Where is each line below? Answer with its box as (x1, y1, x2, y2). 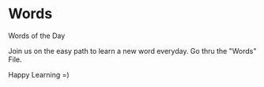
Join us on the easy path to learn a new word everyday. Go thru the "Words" (8, 46, 257, 55)
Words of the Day (8, 31, 66, 40)
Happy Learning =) (8, 70, 70, 79)
